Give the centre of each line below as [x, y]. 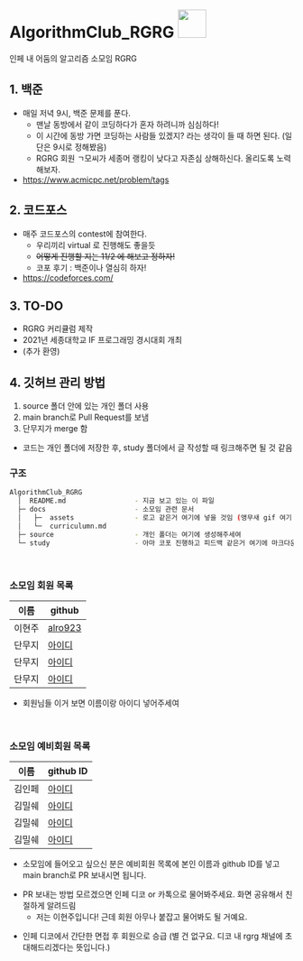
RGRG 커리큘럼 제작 [57, 328]
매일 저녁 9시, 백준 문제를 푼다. [76, 113]
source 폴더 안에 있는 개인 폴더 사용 [86, 406]
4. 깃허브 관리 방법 [58, 382]
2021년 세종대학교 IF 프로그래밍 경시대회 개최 [102, 340]
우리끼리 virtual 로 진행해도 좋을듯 [96, 245]
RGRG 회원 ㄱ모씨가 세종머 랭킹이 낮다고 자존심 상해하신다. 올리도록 [155, 158]
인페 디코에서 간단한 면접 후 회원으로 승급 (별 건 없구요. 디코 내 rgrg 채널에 [152, 936]
